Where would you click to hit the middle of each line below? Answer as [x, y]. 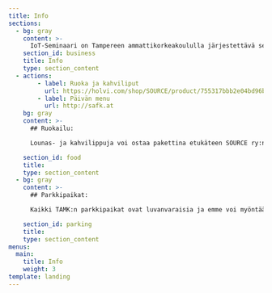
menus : [19, 247]
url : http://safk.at [79, 106]
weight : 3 [40, 270]
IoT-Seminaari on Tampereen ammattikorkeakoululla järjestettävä [142, 46]
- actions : [34, 76]
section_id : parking [57, 224]
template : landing [39, 277]
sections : [25, 23]
